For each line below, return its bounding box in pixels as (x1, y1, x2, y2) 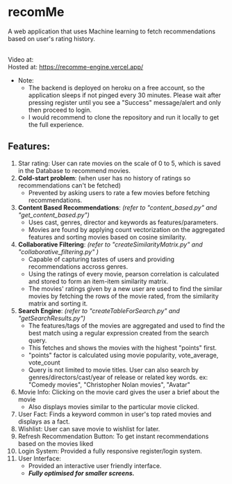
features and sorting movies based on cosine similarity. (28, 233, 187, 241)
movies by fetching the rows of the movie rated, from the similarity (28, 292, 219, 300)
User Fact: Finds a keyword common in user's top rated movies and (17, 410, 212, 418)
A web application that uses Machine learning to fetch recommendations (8, 27, 216, 35)
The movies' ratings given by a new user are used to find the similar (28, 284, 223, 292)
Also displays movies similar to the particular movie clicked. (28, 402, 199, 410)
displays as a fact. (17, 417, 70, 426)
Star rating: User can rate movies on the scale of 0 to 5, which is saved (17, 159, 221, 167)
